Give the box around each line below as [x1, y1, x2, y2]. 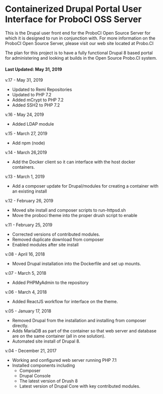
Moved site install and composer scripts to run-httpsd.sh [12, 207, 126, 213]
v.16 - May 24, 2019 [5, 111, 44, 118]
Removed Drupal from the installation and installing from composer [12, 318, 146, 324]
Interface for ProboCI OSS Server [5, 14, 142, 25]
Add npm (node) [12, 140, 45, 146]
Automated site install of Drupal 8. [12, 338, 80, 344]
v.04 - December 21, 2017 [5, 348, 57, 354]
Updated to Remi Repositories [12, 87, 72, 92]
